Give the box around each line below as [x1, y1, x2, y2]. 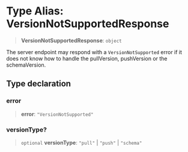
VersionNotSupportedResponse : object [20, 37, 122, 44]
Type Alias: [6, 4, 64, 18]
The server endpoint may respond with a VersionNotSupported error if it [6, 48, 182, 55]
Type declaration [6, 79, 71, 89]
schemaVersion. [6, 61, 46, 68]
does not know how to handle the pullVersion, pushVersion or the [6, 55, 168, 62]
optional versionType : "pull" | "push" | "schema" [20, 139, 142, 146]
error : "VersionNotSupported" [20, 110, 94, 118]
